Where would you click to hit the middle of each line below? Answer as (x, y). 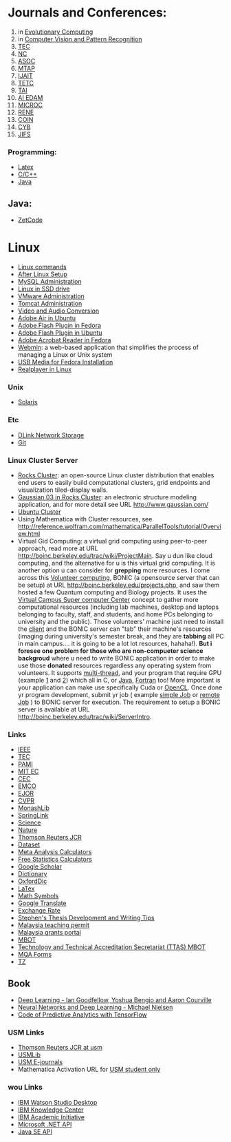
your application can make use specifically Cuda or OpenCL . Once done (120, 687)
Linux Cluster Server (43, 460)
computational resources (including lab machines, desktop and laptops (118, 607)
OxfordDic (32, 881)
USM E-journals (40, 1062)
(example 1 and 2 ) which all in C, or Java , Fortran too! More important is (119, 680)
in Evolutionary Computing (55, 32)
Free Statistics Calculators (55, 860)
